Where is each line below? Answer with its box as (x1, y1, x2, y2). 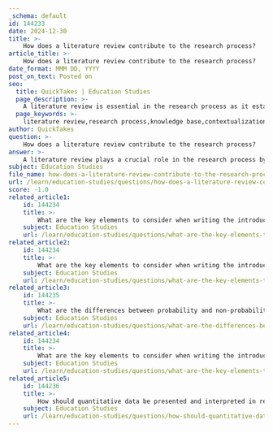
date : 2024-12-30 (8, 27, 67, 35)
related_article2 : (8, 239, 71, 247)
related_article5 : (8, 375, 71, 383)
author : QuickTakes (8, 125, 75, 133)
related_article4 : (8, 329, 71, 337)
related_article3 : (8, 284, 71, 292)
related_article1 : (8, 193, 71, 201)
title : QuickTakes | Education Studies (15, 87, 151, 96)
